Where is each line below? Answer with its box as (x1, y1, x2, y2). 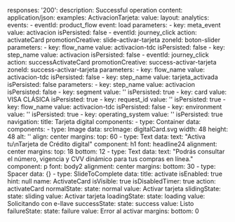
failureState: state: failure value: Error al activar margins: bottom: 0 (7, 207, 199, 215)
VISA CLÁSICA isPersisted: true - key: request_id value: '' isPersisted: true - (7, 95, 226, 104)
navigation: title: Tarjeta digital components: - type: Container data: (7, 118, 201, 125)
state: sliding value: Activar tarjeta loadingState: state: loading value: (7, 192, 206, 200)
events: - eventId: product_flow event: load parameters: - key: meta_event (7, 21, 221, 29)
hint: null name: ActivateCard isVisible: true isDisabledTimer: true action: (7, 177, 216, 185)
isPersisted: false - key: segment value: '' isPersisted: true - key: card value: (7, 88, 227, 96)
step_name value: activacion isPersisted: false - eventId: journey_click (7, 50, 209, 59)
